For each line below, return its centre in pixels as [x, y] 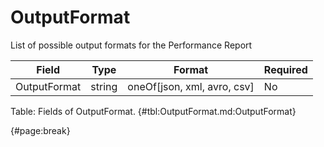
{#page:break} [40, 130]
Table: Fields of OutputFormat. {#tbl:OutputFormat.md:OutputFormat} [153, 111]
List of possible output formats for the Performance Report [131, 45]
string [104, 86]
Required [285, 69]
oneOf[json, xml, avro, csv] [191, 86]
